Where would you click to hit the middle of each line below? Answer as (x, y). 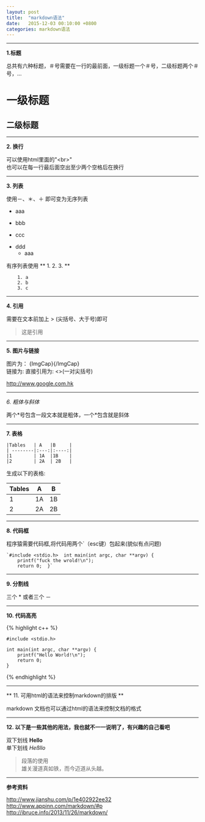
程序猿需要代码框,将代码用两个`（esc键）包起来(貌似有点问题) (84, 544)
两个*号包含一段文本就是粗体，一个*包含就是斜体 (68, 415)
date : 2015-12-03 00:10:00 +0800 (52, 23)
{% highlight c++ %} (32, 628)
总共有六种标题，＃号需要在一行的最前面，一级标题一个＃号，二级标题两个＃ (103, 66)
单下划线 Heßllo (26, 748)
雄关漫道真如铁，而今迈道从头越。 (64, 769)
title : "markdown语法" (36, 18)
